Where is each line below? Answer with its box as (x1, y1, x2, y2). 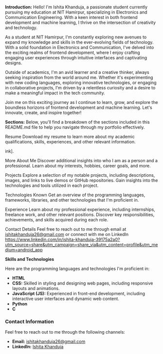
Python (12, 301, 28, 306)
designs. (5, 60, 22, 66)
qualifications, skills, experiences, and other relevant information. (5, 139, 136, 145)
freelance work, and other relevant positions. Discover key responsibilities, (5, 212, 155, 218)
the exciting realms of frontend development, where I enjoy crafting (5, 50, 140, 55)
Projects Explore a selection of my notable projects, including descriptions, (5, 172, 155, 178)
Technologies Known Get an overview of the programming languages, (5, 192, 145, 198)
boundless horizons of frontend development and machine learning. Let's (5, 104, 152, 110)
